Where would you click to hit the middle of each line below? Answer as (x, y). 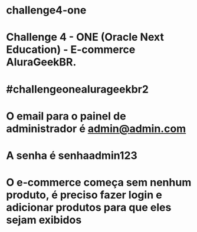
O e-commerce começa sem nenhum (99, 183)
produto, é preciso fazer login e (84, 195)
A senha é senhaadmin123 (72, 155)
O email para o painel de (66, 116)
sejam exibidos (44, 220)
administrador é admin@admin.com (96, 129)
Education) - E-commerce (71, 50)
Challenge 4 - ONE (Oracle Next (85, 37)
